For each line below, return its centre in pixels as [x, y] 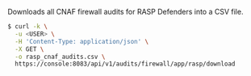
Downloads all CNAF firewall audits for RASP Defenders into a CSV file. [125, 12]
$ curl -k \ [27, 27]
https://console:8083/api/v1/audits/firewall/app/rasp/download [125, 64]
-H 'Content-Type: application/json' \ [82, 41]
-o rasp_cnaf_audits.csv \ [60, 57]
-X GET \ [29, 49]
